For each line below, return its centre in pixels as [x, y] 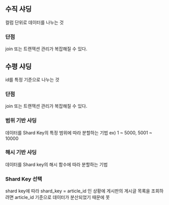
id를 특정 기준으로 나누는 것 [32, 79]
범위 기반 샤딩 [21, 121]
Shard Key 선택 [24, 179]
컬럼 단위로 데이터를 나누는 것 [35, 22]
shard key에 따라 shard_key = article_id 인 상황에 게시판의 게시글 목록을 [78, 191]
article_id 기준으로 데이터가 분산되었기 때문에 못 [62, 197]
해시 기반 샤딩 [21, 153]
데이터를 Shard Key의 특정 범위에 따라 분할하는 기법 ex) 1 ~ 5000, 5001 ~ [79, 133]
